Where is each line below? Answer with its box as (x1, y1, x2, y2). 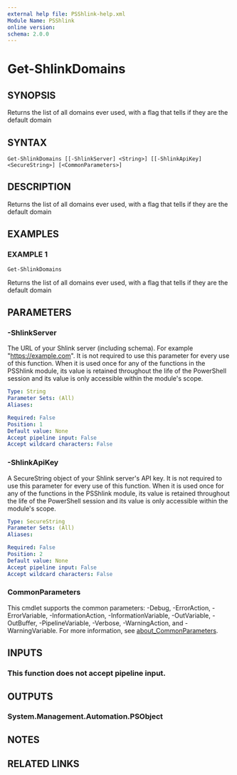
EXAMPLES (7, 228, 59, 240)
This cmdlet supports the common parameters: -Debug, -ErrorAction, (7, 603, 211, 612)
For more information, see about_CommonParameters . (59, 626, 218, 635)
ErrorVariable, (7, 611, 48, 620)
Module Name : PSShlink (7, 17, 75, 24)
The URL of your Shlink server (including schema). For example (7, 344, 194, 353)
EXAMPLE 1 (7, 250, 48, 260)
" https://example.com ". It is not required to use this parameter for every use (7, 351, 230, 360)
